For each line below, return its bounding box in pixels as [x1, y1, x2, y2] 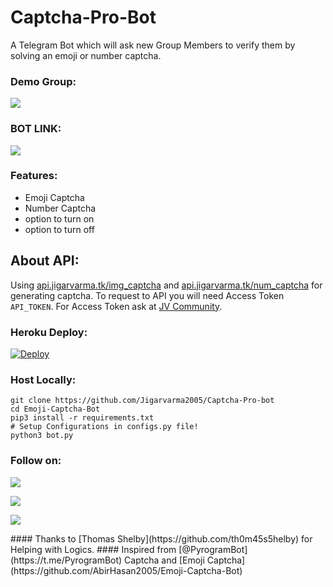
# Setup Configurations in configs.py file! [10, 422, 199, 432]
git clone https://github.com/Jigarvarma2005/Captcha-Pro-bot [10, 396, 275, 406]
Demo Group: [10, 74, 77, 88]
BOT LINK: [10, 122, 62, 136]
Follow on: [10, 454, 62, 468]
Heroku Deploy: [10, 325, 88, 339]
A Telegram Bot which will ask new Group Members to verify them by [10, 39, 296, 51]
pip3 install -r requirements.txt [10, 413, 155, 423]
